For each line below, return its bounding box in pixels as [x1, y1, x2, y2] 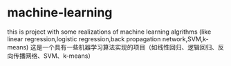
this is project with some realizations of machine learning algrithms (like [7, 27, 212, 36]
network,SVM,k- [162, 34, 209, 43]
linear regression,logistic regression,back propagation [7, 34, 161, 43]
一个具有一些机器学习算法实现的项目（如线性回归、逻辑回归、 [42, 43, 219, 51]
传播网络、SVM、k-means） [12, 52, 95, 60]
